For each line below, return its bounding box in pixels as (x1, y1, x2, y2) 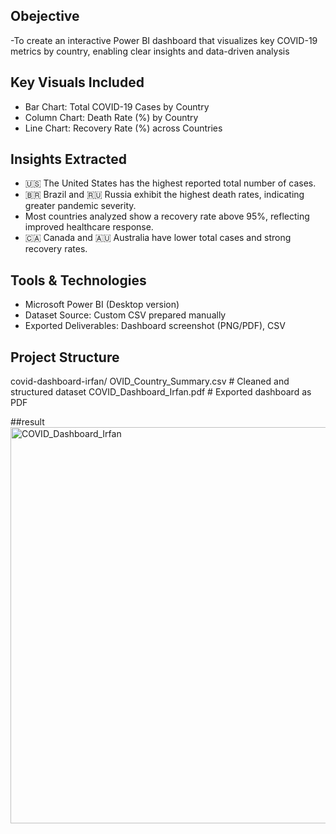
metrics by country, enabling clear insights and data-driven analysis (10, 45, 290, 57)
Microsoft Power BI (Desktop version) (24, 299, 180, 311)
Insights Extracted (10, 151, 128, 168)
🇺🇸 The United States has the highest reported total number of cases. (24, 177, 317, 189)
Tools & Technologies (10, 272, 147, 289)
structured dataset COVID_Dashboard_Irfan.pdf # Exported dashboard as (10, 386, 312, 398)
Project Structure (10, 349, 120, 366)
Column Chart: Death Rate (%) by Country (24, 111, 199, 123)
